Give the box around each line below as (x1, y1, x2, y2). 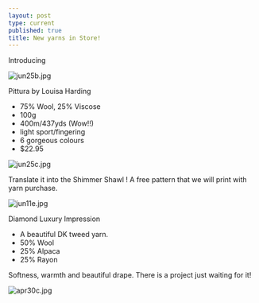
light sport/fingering (19, 127, 86, 137)
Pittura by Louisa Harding (8, 87, 91, 96)
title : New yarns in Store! (8, 33, 102, 42)
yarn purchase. (8, 184, 58, 193)
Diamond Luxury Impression (8, 214, 101, 223)
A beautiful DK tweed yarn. (19, 230, 109, 239)
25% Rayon (19, 255, 58, 265)
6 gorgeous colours (19, 136, 85, 146)
